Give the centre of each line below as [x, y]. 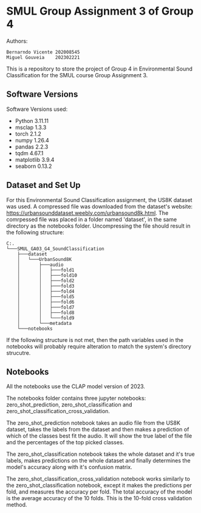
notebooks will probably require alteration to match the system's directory [99, 346]
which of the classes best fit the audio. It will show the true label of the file [99, 436]
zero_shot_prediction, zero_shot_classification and [69, 405]
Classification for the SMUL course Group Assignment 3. [77, 75]
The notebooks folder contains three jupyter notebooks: [76, 398]
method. [17, 505]
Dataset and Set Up [43, 185]
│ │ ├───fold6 [46, 302]
